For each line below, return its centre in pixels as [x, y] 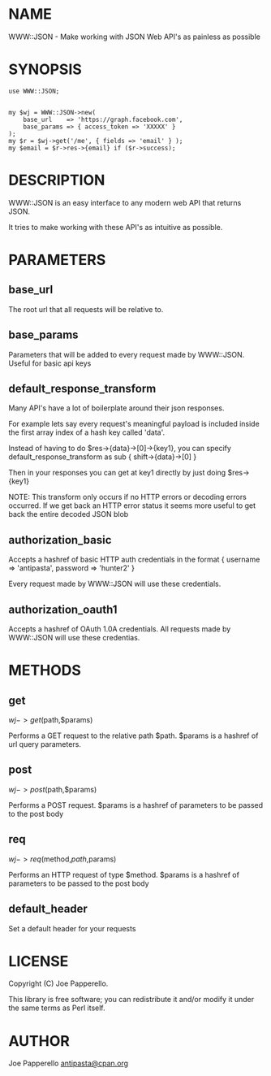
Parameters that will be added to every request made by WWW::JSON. [127, 354]
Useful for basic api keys [50, 363]
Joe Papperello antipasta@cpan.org [68, 1063]
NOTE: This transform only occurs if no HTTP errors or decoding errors [128, 497]
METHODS [45, 670]
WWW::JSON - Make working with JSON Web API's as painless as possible [135, 37]
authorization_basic [60, 540]
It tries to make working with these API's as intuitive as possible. [116, 227]
